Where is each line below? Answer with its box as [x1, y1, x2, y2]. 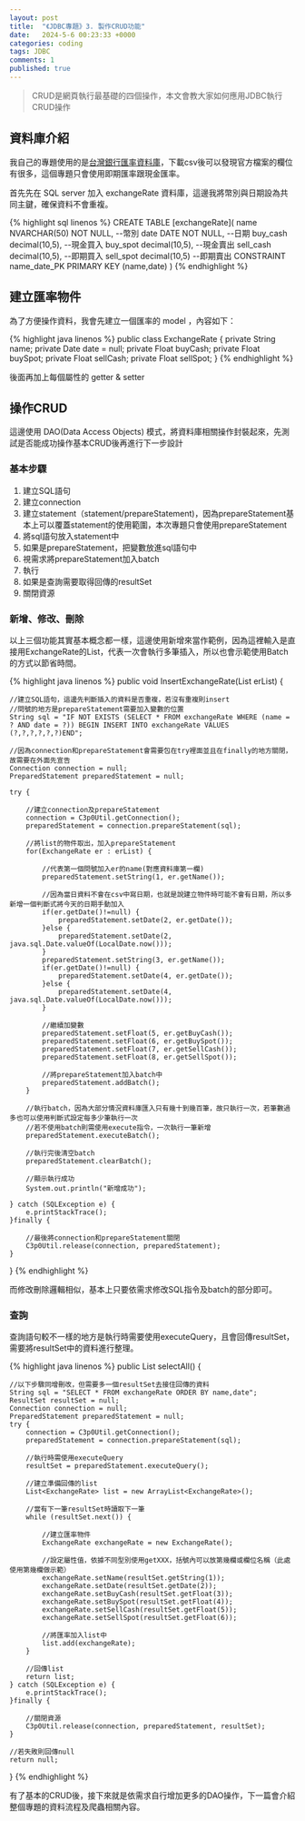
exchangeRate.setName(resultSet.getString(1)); [42, 1574, 225, 1583]
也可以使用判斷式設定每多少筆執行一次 [15, 1113, 138, 1122]
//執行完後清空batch [25, 1148, 95, 1158]
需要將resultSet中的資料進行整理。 [9, 1343, 139, 1353]
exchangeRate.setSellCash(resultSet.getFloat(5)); [42, 1605, 238, 1615]
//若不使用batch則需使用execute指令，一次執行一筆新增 [25, 1122, 212, 1132]
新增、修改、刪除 [9, 612, 84, 625]
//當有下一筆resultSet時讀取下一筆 [25, 1504, 145, 1514]
